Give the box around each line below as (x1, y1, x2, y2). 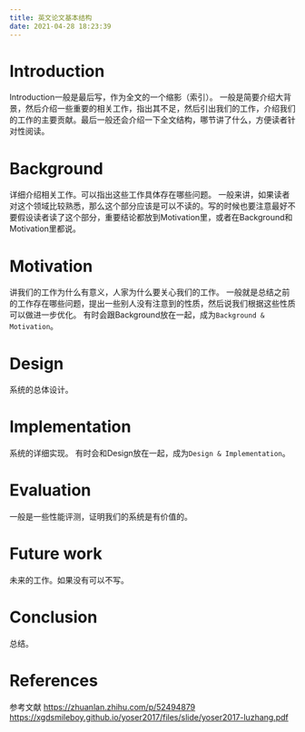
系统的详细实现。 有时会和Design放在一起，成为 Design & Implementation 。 (9, 448, 290, 459)
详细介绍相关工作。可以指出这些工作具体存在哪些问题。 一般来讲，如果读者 (9, 190, 290, 200)
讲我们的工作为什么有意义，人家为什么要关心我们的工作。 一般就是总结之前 (9, 287, 290, 298)
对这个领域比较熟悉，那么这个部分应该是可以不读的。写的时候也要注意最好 (9, 200, 288, 211)
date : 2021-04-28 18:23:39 (9, 22, 112, 31)
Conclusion (9, 607, 98, 628)
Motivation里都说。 (9, 223, 82, 234)
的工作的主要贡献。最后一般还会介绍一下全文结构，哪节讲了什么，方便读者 (9, 114, 288, 125)
